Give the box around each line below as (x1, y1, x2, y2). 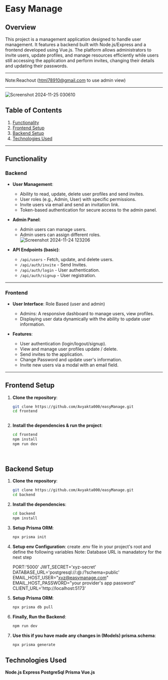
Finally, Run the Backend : (12, 613, 66, 619)
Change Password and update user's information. (19, 356, 122, 362)
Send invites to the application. (19, 351, 84, 357)
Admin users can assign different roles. (19, 232, 101, 238)
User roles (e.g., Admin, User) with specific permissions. (19, 196, 136, 202)
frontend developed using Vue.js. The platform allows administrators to (5, 47, 151, 53)
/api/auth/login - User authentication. (19, 267, 100, 273)
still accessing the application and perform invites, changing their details (5, 58, 154, 63)
